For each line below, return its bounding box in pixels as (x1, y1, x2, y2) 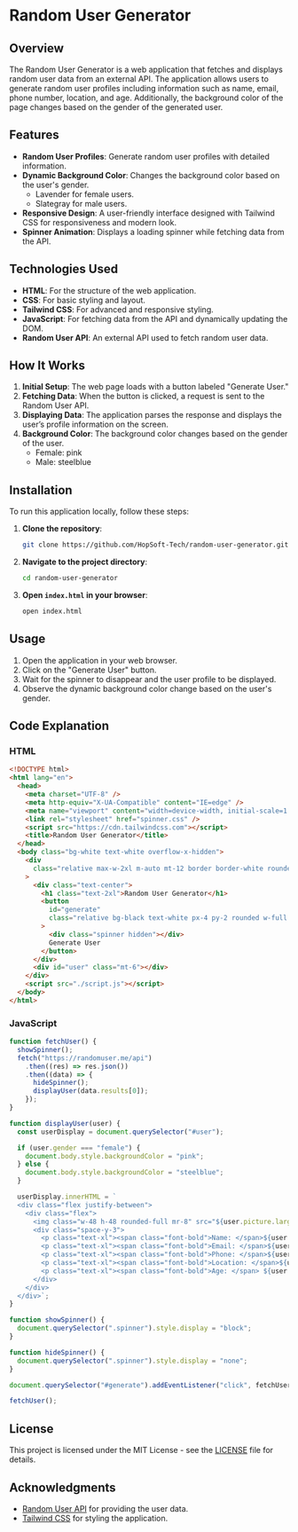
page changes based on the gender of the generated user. (9, 102, 223, 112)
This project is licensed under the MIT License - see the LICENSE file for (9, 1445, 273, 1456)
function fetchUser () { (9, 1037, 98, 1047)
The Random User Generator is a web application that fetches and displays (9, 64, 284, 75)
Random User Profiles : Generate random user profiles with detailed (21, 151, 271, 161)
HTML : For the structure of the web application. (21, 285, 197, 295)
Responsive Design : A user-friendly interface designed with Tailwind (21, 208, 275, 218)
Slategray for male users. (35, 198, 128, 208)
